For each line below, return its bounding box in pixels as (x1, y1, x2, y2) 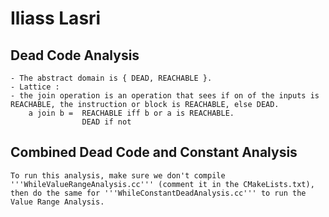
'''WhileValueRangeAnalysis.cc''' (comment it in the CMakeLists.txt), (10, 179, 315, 189)
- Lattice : (10, 82, 60, 92)
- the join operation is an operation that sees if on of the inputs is (10, 91, 320, 101)
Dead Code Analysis (10, 47, 140, 64)
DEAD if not (81, 117, 132, 127)
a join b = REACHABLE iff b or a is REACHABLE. (28, 108, 235, 118)
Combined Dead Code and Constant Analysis (10, 144, 298, 161)
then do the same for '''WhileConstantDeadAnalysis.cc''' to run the (10, 188, 307, 198)
